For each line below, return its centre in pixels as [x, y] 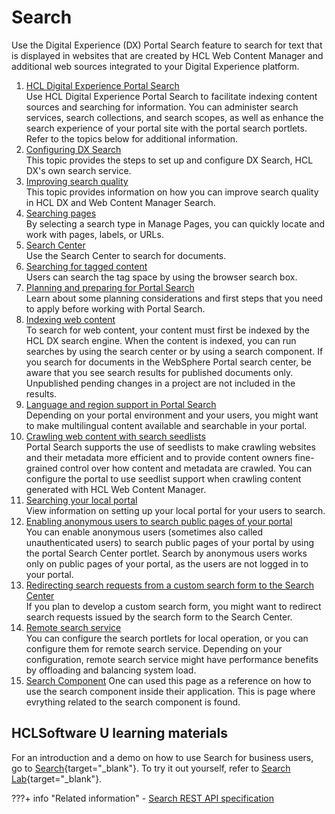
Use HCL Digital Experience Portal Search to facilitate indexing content [171, 96]
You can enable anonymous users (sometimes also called [144, 532]
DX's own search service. [78, 170]
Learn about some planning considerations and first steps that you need [174, 298]
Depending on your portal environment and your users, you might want [172, 415]
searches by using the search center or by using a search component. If [174, 351]
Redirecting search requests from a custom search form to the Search [170, 585]
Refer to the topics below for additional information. [132, 138]
